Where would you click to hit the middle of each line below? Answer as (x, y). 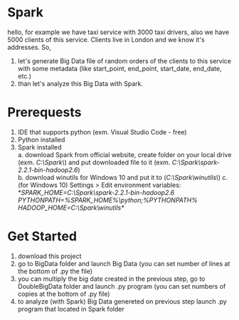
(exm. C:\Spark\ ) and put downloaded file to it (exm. (94, 162)
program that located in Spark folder (71, 309)
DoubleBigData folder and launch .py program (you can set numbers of (122, 286)
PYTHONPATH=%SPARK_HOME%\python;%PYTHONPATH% (107, 200)
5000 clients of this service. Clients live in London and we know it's (106, 39)
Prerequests (44, 113)
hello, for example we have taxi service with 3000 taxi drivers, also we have (118, 32)
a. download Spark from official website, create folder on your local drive (124, 154)
